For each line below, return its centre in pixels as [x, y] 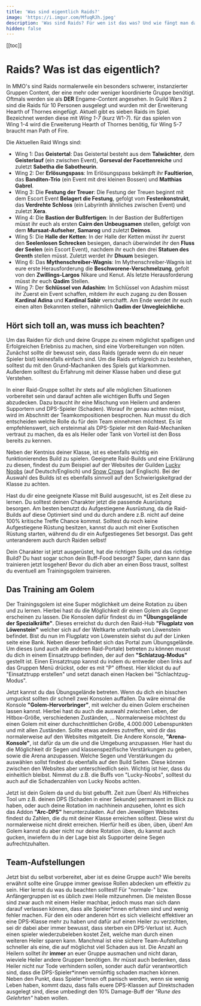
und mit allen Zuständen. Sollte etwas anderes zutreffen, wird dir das [91, 730]
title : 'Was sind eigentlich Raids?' [53, 12]
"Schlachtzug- [172, 674]
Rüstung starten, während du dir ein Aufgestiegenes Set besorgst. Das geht [99, 534]
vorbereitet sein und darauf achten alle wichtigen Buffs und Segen [88, 396]
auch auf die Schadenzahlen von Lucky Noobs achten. [74, 781]
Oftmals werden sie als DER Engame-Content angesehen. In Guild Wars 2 [97, 99]
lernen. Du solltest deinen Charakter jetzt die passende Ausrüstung [89, 502]
